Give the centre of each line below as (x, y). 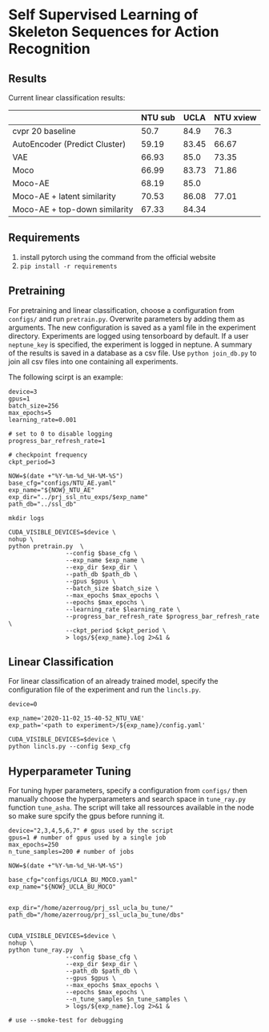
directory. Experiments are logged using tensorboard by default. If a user (128, 335)
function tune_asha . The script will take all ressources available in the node (131, 807)
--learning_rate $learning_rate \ (123, 609)
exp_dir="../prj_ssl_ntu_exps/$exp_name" (78, 497)
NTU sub (159, 118)
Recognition (49, 49)
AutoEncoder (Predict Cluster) (69, 144)
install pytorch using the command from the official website (118, 257)
